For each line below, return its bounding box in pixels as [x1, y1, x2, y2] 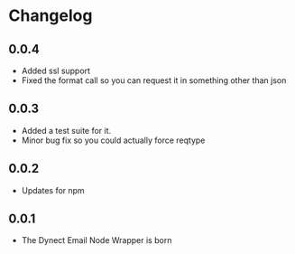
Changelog [8, 5, 93, 26]
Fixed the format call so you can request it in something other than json [21, 75, 287, 86]
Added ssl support [21, 65, 91, 76]
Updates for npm [21, 184, 85, 195]
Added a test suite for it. [21, 125, 112, 136]
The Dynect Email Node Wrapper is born [21, 235, 172, 246]
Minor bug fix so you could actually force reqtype [21, 135, 206, 146]
